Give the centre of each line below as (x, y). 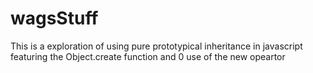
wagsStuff (54, 18)
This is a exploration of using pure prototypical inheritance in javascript (156, 46)
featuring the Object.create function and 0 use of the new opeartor (148, 56)
